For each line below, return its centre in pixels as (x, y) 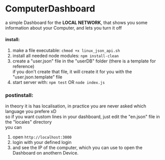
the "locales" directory (29, 122)
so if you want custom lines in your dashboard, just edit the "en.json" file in (83, 117)
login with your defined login (42, 142)
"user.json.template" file (37, 77)
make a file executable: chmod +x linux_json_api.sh (66, 50)
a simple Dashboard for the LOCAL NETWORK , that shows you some (76, 22)
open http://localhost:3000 (42, 137)
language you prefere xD (31, 111)
